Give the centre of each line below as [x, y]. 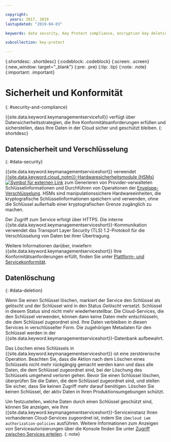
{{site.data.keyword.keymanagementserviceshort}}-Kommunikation [76, 225]
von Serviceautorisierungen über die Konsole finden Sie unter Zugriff [78, 428]
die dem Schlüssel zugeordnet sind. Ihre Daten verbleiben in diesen [76, 322]
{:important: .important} [30, 73]
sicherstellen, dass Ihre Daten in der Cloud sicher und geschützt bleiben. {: [84, 128]
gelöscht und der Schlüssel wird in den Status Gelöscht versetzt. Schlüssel [84, 306]
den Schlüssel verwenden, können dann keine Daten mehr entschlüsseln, [82, 316]
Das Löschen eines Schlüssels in [40, 348]
